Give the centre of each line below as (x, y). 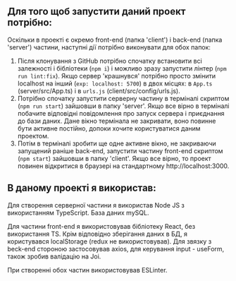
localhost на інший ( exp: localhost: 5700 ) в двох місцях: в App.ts (115, 83)
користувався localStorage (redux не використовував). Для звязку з (110, 241)
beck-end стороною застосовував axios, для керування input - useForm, (116, 249)
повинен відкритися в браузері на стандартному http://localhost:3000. (123, 166)
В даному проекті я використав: (82, 188)
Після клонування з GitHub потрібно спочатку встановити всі (110, 61)
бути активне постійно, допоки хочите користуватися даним (109, 128)
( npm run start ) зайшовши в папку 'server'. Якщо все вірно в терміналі (123, 106)
